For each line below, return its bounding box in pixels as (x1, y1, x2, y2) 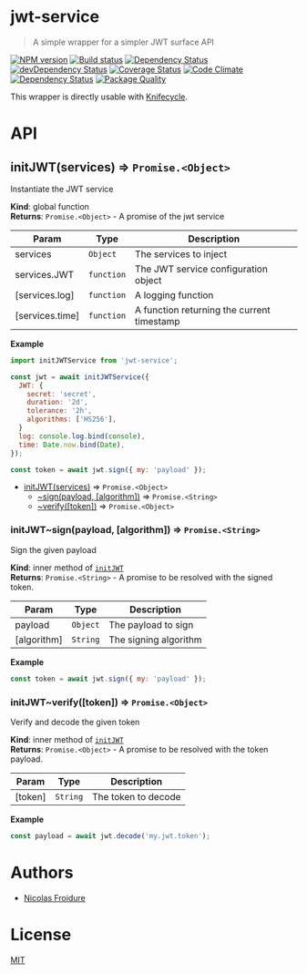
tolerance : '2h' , (26, 406, 93, 415)
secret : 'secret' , (26, 389, 97, 398)
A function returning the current (134, 303, 271, 316)
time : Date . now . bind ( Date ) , (18, 440, 126, 449)
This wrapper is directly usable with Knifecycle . (10, 91, 189, 102)
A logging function (134, 289, 214, 302)
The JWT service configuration (134, 262, 268, 275)
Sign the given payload (10, 544, 97, 555)
